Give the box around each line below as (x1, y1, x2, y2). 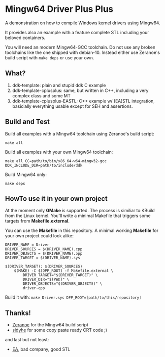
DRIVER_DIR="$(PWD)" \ (23, 277, 69, 282)
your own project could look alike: (5, 233, 74, 239)
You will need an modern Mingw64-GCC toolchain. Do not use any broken (5, 44, 156, 50)
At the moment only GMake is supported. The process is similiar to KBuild (5, 208, 155, 214)
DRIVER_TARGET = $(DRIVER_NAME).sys (5, 256, 80, 261)
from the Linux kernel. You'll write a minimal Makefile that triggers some (5, 213, 151, 219)
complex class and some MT (12, 92, 71, 98)
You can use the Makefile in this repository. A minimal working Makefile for (5, 227, 159, 233)
